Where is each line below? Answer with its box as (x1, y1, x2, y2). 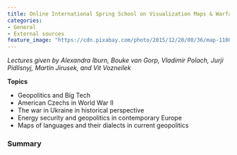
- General (7, 23, 37, 30)
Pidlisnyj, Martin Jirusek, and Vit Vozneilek (7, 64, 132, 72)
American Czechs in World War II (17, 98, 114, 107)
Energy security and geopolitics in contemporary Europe (17, 114, 182, 122)
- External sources (7, 30, 65, 38)
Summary (7, 139, 42, 149)
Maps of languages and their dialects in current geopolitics (17, 121, 189, 130)
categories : (7, 17, 42, 24)
